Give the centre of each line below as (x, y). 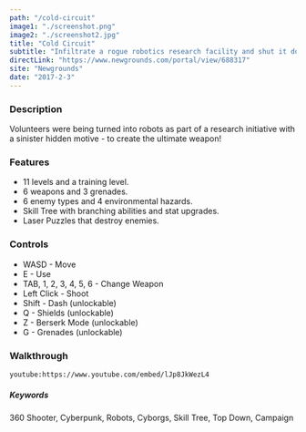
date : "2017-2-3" (42, 77)
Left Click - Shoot (56, 293)
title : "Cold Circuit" (52, 43)
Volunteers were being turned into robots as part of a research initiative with (153, 129)
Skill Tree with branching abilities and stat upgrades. (121, 211)
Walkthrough (39, 355)
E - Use (37, 273)
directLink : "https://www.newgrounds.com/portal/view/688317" (130, 60)
